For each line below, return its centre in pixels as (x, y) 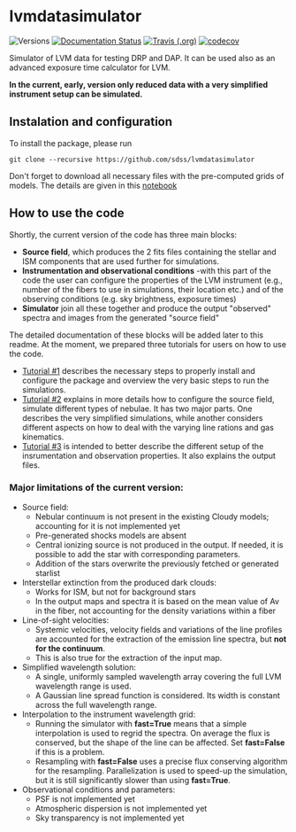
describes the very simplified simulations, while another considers (142, 417)
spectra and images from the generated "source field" (120, 317)
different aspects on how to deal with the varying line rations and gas (148, 427)
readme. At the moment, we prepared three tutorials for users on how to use (148, 344)
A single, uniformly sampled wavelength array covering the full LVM (158, 676)
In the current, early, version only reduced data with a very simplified (139, 84)
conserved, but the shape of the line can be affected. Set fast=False (160, 743)
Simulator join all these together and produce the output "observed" (147, 308)
